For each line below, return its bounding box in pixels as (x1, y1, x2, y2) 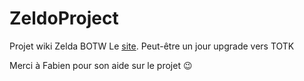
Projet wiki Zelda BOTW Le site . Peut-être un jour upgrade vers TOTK (9, 40, 295, 52)
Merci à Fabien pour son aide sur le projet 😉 (9, 59, 193, 71)
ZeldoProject (9, 7, 119, 30)
